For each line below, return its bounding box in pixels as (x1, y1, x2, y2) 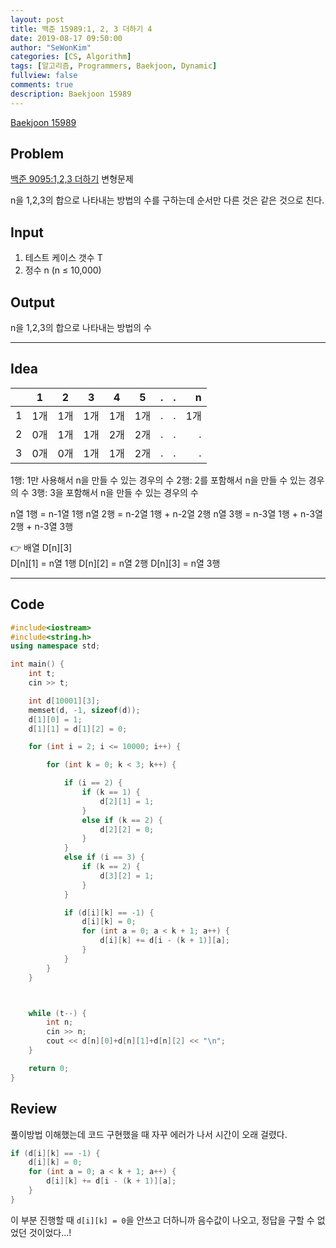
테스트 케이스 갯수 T (24, 252, 103, 264)
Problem (10, 146, 65, 163)
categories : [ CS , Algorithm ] (10, 52, 132, 62)
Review (10, 1101, 58, 1118)
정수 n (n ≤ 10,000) (24, 264, 102, 276)
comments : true (10, 80, 74, 90)
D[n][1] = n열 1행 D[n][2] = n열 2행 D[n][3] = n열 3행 (10, 557, 221, 569)
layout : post (10, 14, 65, 25)
